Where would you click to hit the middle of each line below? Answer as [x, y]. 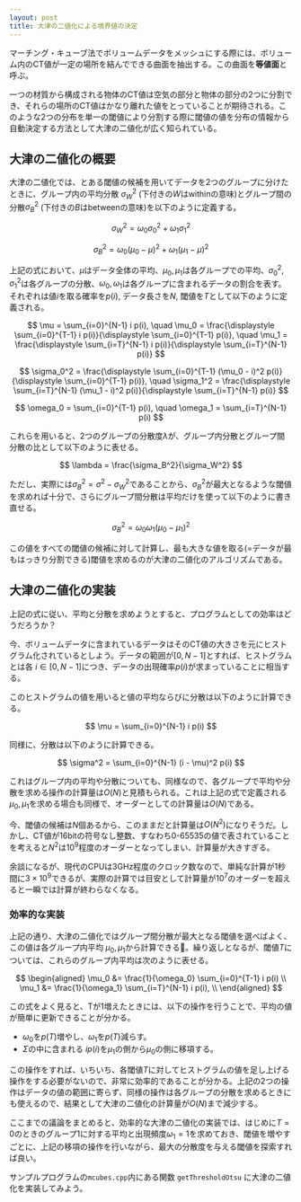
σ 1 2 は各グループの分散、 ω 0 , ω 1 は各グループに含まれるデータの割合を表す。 [148, 283]
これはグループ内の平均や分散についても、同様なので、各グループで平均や [146, 781]
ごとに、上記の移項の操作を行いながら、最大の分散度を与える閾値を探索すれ [151, 1147]
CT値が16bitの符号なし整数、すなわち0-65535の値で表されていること [161, 835]
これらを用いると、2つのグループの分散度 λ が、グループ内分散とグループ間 [147, 436]
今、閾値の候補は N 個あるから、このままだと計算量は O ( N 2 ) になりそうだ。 [145, 824]
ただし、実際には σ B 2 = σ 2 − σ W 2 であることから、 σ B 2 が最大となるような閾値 [150, 484]
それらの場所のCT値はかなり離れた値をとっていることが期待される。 [152, 105]
